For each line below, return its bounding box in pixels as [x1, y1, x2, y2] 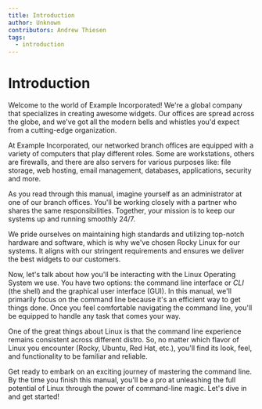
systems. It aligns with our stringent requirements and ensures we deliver [8, 246, 245, 256]
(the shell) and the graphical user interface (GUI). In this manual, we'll [8, 287, 232, 296]
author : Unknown [8, 19, 61, 27]
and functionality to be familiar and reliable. [8, 352, 148, 361]
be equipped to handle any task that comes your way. [8, 312, 181, 321]
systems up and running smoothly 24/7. [8, 214, 135, 224]
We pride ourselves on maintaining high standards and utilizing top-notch [8, 229, 245, 239]
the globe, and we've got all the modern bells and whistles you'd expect [8, 117, 240, 126]
